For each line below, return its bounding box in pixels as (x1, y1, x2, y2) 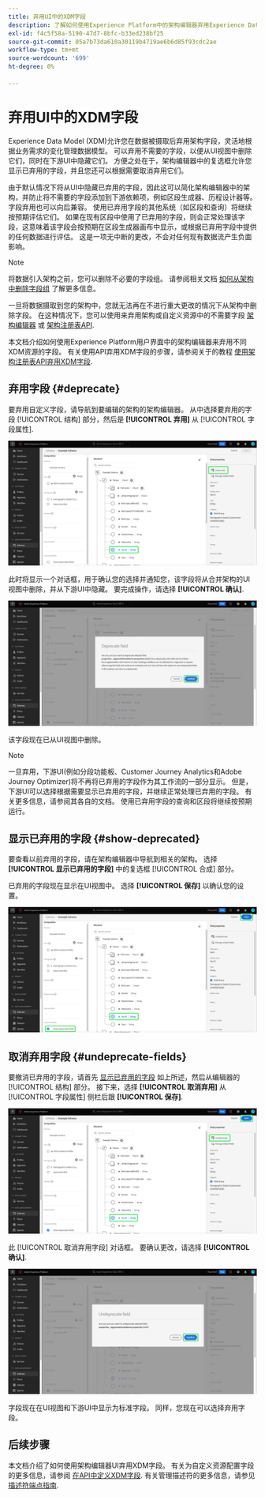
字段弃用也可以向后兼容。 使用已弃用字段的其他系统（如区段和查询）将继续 (8, 202, 252, 212)
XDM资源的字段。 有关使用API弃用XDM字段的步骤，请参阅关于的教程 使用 (8, 347, 248, 356)
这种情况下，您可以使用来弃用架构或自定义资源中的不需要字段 (44, 310, 245, 320)
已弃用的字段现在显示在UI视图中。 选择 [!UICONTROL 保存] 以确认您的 (8, 881, 237, 891)
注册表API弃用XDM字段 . (14, 356, 93, 366)
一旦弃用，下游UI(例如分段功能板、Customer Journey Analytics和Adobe (8, 767, 242, 777)
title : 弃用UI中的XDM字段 (8, 13, 87, 21)
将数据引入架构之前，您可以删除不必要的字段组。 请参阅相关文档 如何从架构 (8, 273, 254, 283)
